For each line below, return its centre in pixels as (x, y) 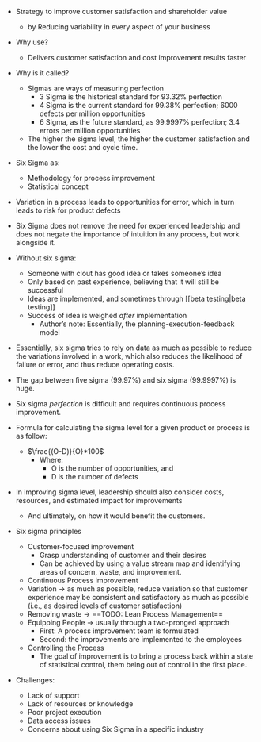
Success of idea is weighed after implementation (107, 315)
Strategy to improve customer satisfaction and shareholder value (121, 12)
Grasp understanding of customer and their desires (123, 555)
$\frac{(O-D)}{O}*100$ (66, 451)
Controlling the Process (66, 648)
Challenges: (35, 680)
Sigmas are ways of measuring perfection (96, 88)
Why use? (32, 42)
